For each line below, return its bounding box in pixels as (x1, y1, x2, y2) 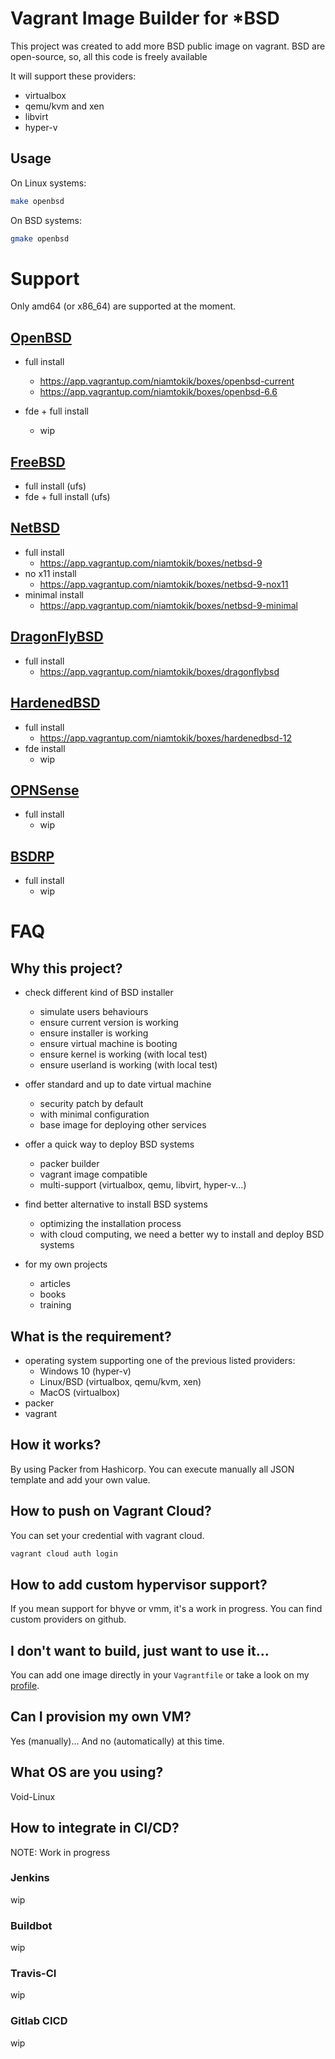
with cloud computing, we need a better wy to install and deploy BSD (39, 1228, 325, 1241)
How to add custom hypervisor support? (10, 1576, 268, 1593)
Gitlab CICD (10, 2014, 68, 2028)
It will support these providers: (10, 70, 137, 82)
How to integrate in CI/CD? (10, 1820, 180, 1837)
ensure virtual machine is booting (39, 1038, 178, 1050)
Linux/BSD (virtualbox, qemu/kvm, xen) (39, 1375, 202, 1387)
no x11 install (24, 567, 77, 579)
